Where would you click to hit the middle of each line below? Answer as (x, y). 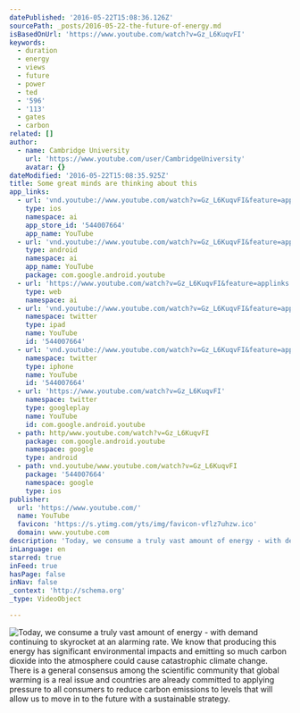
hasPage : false (37, 574)
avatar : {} (46, 167)
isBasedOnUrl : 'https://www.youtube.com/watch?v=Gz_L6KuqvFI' (127, 34)
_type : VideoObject (46, 600)
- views (32, 68)
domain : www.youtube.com (63, 533)
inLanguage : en (37, 549)
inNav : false (33, 583)
